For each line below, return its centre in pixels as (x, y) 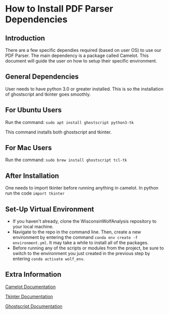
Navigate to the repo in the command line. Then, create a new (77, 232)
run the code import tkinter (35, 193)
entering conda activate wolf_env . (48, 259)
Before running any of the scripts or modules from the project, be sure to (88, 248)
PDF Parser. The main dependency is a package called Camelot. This (77, 55)
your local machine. (33, 227)
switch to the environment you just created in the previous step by (81, 254)
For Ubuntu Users (34, 110)
